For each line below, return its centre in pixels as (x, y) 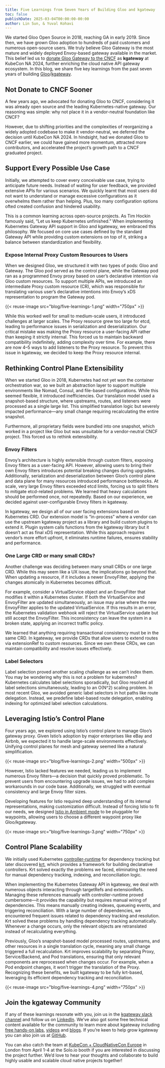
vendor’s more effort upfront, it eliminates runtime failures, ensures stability (82, 538)
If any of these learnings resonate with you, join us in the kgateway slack (79, 1014)
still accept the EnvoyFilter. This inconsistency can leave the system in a (78, 618)
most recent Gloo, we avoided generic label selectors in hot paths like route (82, 693)
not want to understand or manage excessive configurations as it (71, 196)
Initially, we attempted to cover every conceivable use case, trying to (75, 180)
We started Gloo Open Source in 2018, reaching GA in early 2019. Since (78, 37)
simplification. (19, 751)
